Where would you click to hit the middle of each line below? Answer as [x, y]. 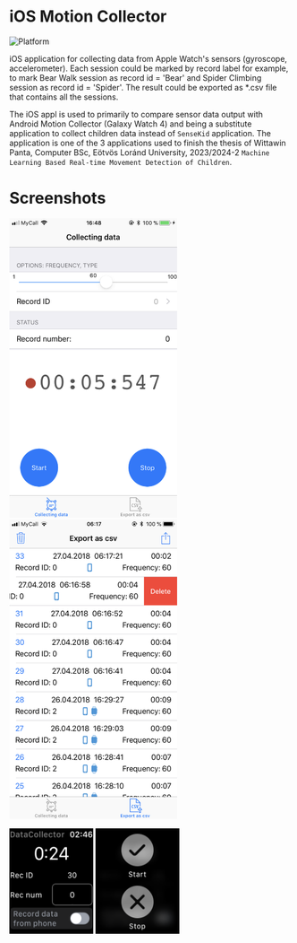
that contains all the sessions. [64, 97]
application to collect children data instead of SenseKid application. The [140, 133]
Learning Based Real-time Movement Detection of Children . [121, 162]
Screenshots [58, 198]
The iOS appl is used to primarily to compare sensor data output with [136, 114]
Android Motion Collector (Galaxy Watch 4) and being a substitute [131, 124]
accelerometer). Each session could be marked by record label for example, [149, 68]
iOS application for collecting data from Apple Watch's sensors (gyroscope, [148, 58]
